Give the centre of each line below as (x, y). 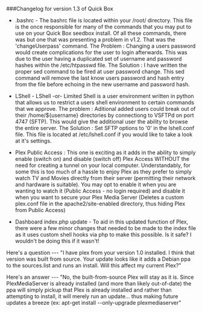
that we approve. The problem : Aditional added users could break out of (105, 109)
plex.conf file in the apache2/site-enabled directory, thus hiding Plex (100, 204)
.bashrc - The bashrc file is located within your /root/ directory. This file (104, 20)
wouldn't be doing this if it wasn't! (57, 241)
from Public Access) (40, 210)
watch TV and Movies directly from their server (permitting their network (105, 178)
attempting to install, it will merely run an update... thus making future (92, 296)
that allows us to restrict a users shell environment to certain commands (105, 102)
